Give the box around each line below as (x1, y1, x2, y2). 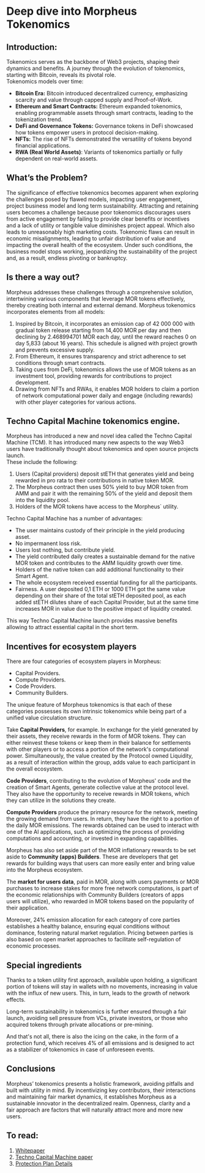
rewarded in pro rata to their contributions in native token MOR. (15, 477, 175, 484)
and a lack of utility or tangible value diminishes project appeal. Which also (6, 221, 195, 229)
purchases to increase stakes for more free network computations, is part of (6, 885, 199, 892)
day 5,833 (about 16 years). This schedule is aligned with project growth (15, 339, 198, 347)
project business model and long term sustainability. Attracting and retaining (6, 202, 199, 210)
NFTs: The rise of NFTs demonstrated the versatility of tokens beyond (15, 135, 192, 143)
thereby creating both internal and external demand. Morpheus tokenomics (6, 301, 196, 308)
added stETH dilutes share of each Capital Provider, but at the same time (15, 598, 199, 606)
